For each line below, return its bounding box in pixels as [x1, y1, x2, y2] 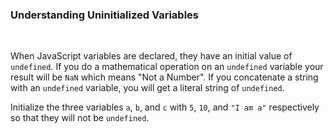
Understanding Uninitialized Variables [10, 8, 199, 22]
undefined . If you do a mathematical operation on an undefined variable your [10, 61, 324, 73]
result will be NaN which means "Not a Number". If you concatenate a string [10, 71, 319, 83]
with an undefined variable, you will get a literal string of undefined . [10, 82, 285, 94]
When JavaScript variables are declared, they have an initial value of [10, 50, 293, 62]
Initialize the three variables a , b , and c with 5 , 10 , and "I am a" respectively [10, 101, 320, 113]
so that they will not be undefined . [10, 112, 150, 124]
